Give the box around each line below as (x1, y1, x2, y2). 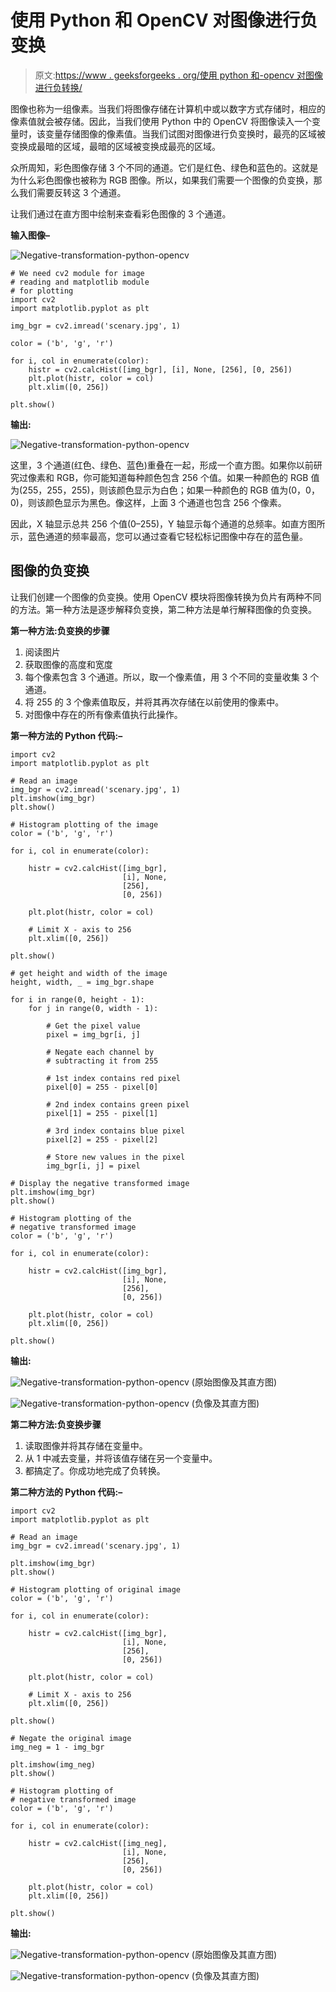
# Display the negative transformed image (10, 1178, 190, 1188)
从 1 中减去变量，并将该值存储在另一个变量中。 (24, 1452, 218, 1464)
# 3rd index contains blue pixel (46, 1126, 186, 1136)
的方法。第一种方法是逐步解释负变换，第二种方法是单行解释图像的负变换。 (10, 603, 317, 615)
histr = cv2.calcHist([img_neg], (28, 1838, 168, 1848)
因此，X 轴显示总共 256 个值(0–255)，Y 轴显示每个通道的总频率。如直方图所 (10, 517, 326, 530)
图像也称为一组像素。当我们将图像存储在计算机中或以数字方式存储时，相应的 (10, 102, 326, 115)
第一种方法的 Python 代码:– (10, 729, 123, 741)
